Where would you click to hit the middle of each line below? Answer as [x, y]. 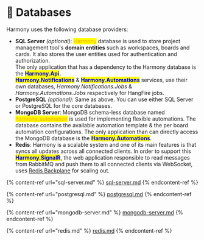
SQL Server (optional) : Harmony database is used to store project [98, 41]
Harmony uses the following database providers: [67, 29]
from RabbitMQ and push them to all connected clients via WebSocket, [104, 164]
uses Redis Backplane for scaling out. [62, 171]
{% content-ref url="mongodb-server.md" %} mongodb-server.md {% [95, 212]
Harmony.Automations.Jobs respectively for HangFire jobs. [90, 93]
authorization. [33, 60]
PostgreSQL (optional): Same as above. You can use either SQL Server [104, 99]
